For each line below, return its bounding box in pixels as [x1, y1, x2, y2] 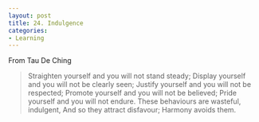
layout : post [8, 11, 52, 20]
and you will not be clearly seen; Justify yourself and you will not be [27, 80, 252, 89]
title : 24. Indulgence [8, 19, 84, 27]
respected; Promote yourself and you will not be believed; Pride [27, 89, 237, 98]
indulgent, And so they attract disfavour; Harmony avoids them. [27, 105, 237, 115]
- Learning [8, 33, 45, 42]
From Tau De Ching [8, 56, 72, 65]
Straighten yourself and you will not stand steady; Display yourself [27, 71, 246, 81]
